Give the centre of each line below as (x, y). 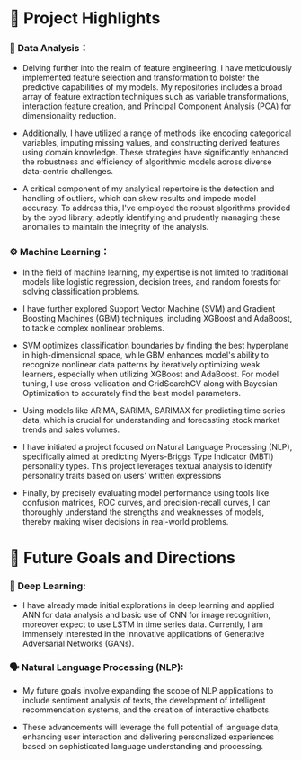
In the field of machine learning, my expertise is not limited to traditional (155, 272)
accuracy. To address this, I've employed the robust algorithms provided (156, 208)
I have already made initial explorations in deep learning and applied (148, 605)
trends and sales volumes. (71, 429)
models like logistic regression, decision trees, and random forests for (151, 281)
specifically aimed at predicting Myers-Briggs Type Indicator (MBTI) (148, 456)
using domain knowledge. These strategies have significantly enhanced (155, 153)
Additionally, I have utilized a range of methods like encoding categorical (157, 133)
